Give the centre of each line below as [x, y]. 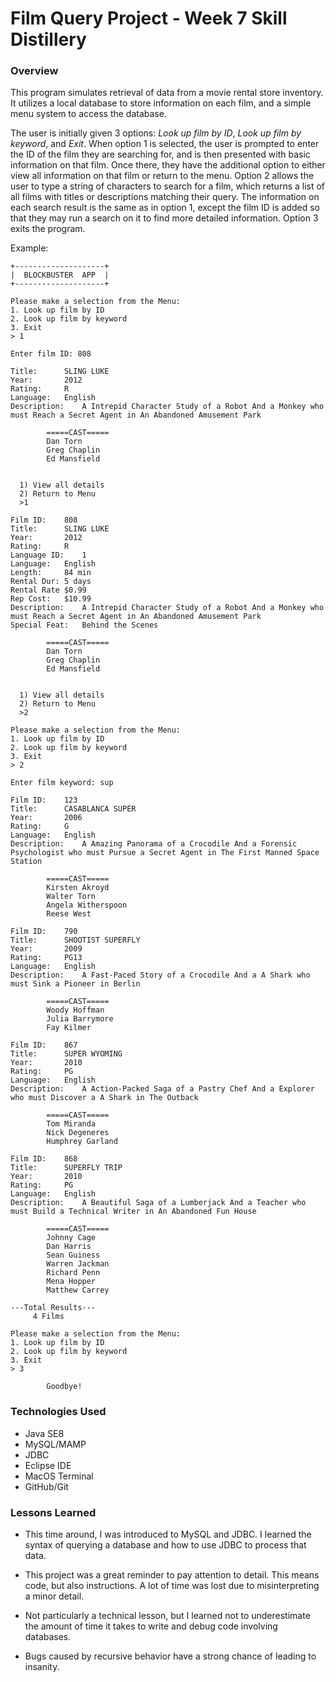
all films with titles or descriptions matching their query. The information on [165, 197]
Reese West [69, 914]
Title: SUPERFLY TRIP [66, 1168]
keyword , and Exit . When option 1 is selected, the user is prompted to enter [165, 144]
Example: [29, 248]
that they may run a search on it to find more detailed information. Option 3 [164, 218]
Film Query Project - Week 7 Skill [149, 18]
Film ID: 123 [44, 800]
